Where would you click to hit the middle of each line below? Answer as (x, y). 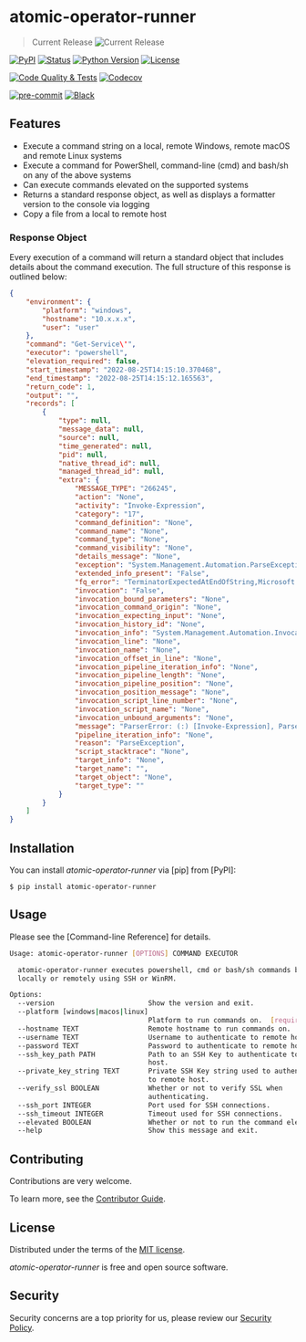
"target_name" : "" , (111, 769)
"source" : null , (89, 437)
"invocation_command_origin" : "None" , (148, 608)
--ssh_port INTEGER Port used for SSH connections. (144, 1105)
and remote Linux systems (72, 155)
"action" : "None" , (109, 498)
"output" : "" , (52, 395)
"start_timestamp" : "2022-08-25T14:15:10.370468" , (124, 370)
